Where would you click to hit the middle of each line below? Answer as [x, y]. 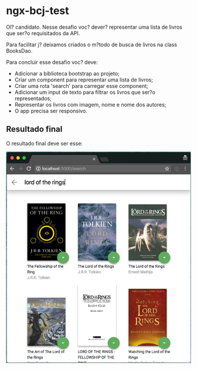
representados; [33, 98]
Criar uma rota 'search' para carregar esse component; [81, 86]
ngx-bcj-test [38, 11]
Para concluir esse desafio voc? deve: [52, 62]
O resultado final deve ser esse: [45, 143]
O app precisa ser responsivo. [51, 111]
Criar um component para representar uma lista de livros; [84, 80]
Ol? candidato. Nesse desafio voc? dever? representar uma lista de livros [94, 27]
